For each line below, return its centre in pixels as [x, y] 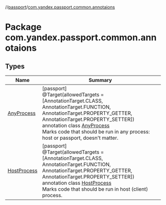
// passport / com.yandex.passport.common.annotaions [60, 7]
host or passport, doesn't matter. [80, 138]
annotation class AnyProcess [76, 125]
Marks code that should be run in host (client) [95, 189]
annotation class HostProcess [77, 183]
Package [23, 27]
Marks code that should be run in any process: [96, 132]
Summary [100, 80]
